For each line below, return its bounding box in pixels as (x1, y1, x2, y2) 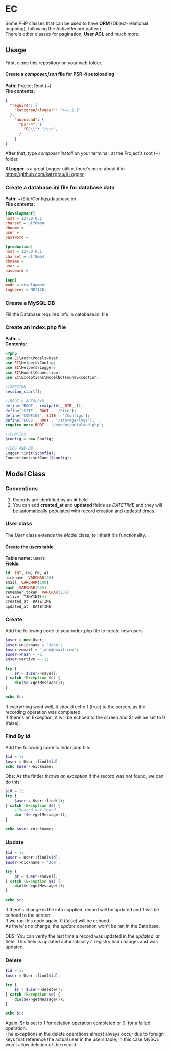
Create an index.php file (5, 324, 66, 331)
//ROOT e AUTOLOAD (5, 399, 44, 404)
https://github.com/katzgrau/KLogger (5, 171, 84, 177)
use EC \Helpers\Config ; (5, 360, 56, 366)
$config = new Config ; (5, 437, 54, 442)
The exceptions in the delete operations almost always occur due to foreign (5, 1031, 164, 1037)
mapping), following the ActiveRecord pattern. (5, 25, 103, 31)
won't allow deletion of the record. (5, 1042, 78, 1048)
